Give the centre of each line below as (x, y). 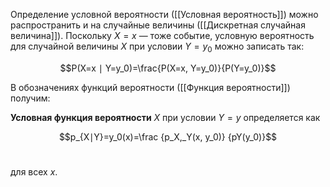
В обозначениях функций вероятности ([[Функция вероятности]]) (150, 87)
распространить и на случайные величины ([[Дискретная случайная (158, 25)
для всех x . (34, 171)
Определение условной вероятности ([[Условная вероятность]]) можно (164, 14)
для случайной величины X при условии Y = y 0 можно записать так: (157, 47)
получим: (30, 98)
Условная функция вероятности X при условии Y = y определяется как (165, 117)
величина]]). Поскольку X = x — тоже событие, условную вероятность (162, 35)
